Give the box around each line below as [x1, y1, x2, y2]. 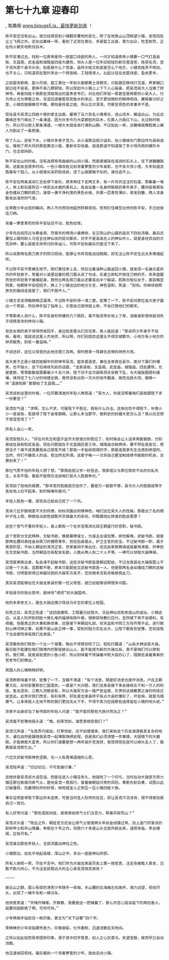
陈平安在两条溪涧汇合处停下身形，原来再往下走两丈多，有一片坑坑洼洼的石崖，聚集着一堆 [5, 179, 164, 184]
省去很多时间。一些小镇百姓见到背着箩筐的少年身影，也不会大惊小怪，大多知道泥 [20, 164, 164, 169]
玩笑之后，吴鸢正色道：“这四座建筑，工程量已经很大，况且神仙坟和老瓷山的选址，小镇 [5, 610, 159, 615]
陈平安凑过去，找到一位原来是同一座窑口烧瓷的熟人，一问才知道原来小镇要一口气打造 [5, 54, 156, 59]
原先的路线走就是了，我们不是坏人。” [5, 288, 70, 293]
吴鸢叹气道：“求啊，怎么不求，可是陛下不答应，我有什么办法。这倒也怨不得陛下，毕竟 [5, 406, 159, 411]
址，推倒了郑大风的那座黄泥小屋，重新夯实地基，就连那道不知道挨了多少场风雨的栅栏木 [5, 143, 160, 148]
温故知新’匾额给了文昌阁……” [11, 380, 62, 386]
